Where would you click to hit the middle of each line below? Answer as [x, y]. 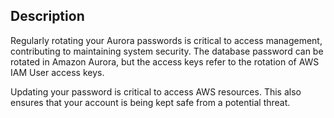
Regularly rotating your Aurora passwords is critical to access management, [166, 40]
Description [47, 16]
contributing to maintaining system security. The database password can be [167, 51]
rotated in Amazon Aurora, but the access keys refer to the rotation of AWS [165, 61]
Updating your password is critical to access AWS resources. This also [156, 91]
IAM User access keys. [57, 72]
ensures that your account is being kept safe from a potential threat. [150, 102]
